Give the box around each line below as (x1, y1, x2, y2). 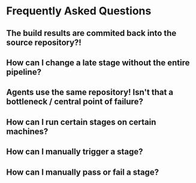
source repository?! (6, 37, 82, 47)
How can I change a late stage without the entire (6, 57, 190, 68)
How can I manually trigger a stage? (6, 147, 143, 157)
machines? (6, 126, 49, 136)
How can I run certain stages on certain (6, 117, 156, 127)
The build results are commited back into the (6, 28, 177, 38)
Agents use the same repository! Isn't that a (6, 87, 174, 97)
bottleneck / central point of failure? (6, 97, 144, 107)
